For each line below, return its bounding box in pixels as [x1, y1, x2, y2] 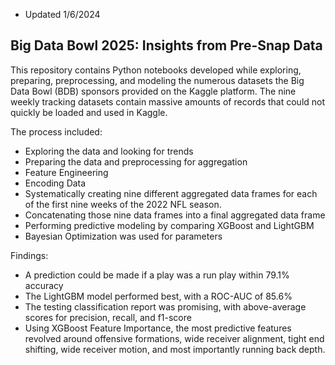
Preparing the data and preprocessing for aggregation [24, 155, 248, 168]
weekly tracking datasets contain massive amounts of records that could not [10, 95, 326, 108]
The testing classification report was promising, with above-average [24, 300, 307, 313]
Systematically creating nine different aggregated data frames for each [24, 187, 318, 199]
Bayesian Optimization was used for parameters [24, 230, 223, 242]
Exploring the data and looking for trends [24, 145, 194, 157]
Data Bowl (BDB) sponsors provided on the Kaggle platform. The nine [10, 85, 297, 97]
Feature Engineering [24, 166, 109, 178]
